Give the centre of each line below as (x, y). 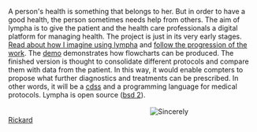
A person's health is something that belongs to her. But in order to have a (127, 11)
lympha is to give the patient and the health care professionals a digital (123, 28)
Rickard (20, 120)
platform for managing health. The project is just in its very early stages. (125, 36)
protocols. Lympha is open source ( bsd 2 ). (77, 95)
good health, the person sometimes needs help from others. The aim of (124, 20)
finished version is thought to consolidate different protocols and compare (129, 61)
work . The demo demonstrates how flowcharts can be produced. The (121, 53)
